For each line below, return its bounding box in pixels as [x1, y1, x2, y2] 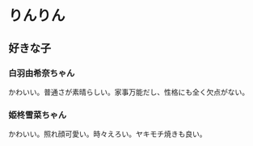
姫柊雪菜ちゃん [8, 109, 67, 120]
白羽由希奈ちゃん [8, 67, 75, 78]
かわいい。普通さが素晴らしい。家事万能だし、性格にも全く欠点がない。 [8, 87, 249, 97]
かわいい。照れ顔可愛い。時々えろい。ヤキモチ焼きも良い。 [8, 129, 207, 139]
